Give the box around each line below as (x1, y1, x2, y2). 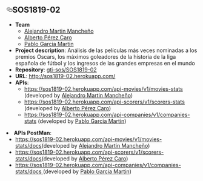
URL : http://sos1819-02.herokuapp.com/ (15, 72, 116, 79)
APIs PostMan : (14, 129, 52, 136)
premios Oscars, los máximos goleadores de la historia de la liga (15, 53, 176, 60)
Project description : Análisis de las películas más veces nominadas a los (15, 47, 198, 54)
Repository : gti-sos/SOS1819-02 (15, 66, 97, 73)
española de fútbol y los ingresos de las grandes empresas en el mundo (15, 59, 195, 67)
